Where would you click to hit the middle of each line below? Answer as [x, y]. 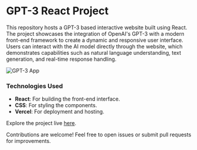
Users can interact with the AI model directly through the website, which [94, 46]
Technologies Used [35, 86]
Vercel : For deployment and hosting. [60, 112]
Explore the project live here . [41, 123]
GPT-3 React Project [57, 11]
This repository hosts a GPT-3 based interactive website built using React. [97, 27]
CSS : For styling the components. [56, 105]
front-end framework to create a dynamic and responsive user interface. [95, 40]
